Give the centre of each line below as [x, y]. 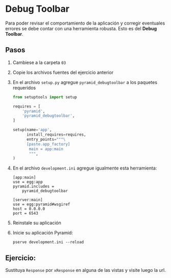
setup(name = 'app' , [32, 130]
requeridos [24, 88]
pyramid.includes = [33, 187]
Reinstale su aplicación [37, 223]
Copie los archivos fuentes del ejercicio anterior [63, 72]
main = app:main [46, 149]
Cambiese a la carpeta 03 [39, 62]
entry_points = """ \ [46, 139]
